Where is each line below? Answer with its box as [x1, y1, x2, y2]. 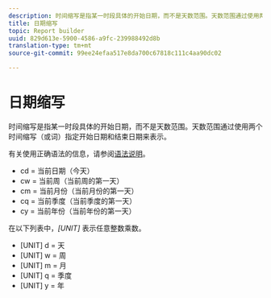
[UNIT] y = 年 [19, 280, 65, 290]
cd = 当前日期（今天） [19, 166, 94, 176]
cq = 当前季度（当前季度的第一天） [19, 196, 137, 205]
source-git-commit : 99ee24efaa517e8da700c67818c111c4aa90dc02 [8, 49, 222, 57]
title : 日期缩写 [8, 19, 58, 27]
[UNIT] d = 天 [19, 240, 65, 250]
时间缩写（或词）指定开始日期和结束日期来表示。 [8, 131, 171, 141]
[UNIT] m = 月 [19, 260, 67, 270]
